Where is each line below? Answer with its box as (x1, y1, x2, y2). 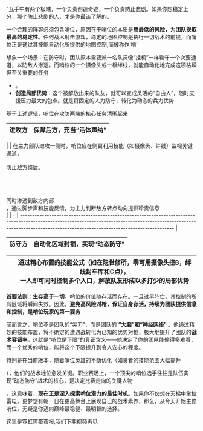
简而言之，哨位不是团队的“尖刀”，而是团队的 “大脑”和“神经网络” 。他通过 (6, 321, 190, 328)
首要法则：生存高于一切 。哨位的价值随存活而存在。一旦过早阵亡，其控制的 (6, 293, 192, 300)
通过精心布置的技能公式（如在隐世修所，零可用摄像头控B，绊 (18, 258, 192, 267)
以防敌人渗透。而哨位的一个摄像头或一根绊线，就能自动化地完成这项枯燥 (16, 61, 197, 68)
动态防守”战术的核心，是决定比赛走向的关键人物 (14, 377, 133, 384)
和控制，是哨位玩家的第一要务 (6, 308, 80, 315)
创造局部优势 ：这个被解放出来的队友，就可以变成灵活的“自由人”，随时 (14, 90, 190, 96)
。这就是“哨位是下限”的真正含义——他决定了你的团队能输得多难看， (27, 336, 196, 343)
